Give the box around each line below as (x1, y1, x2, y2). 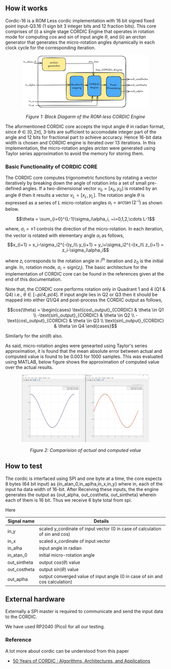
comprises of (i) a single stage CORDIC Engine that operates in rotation (5, 28, 155, 35)
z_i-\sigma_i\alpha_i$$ (62, 247, 109, 253)
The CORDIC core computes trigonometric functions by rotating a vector (5, 175, 158, 181)
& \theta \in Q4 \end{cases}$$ (53, 323, 118, 329)
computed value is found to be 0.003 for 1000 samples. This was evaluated (5, 353, 163, 360)
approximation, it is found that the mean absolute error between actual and (5, 348, 162, 354)
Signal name (7, 518, 35, 524)
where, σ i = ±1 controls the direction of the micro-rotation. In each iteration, (5, 226, 164, 233)
